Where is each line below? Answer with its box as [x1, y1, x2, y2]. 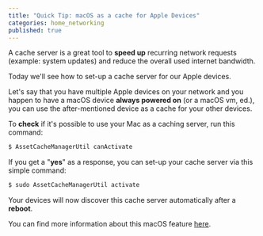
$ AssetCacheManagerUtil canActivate [8, 143, 133, 151]
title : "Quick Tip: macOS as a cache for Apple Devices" [8, 11, 200, 20]
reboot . [8, 204, 33, 214]
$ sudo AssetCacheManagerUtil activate [8, 181, 140, 189]
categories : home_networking [8, 19, 105, 27]
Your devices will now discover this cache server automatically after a [8, 196, 236, 205]
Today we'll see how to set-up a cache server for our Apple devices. [8, 72, 231, 82]
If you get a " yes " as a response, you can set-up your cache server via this [8, 158, 253, 167]
